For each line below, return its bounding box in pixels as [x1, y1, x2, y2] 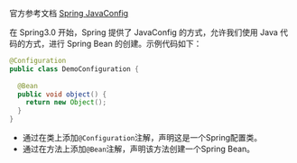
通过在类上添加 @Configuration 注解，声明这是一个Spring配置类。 [22, 132, 263, 142]
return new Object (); [25, 98, 107, 107]
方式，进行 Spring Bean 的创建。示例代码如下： [24, 39, 202, 49]
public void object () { [17, 89, 107, 99]
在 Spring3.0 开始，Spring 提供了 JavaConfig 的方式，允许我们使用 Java [9, 27, 278, 38]
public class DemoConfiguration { [9, 64, 140, 74]
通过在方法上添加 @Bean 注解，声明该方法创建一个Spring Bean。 [22, 143, 255, 154]
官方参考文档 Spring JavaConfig [9, 8, 129, 18]
